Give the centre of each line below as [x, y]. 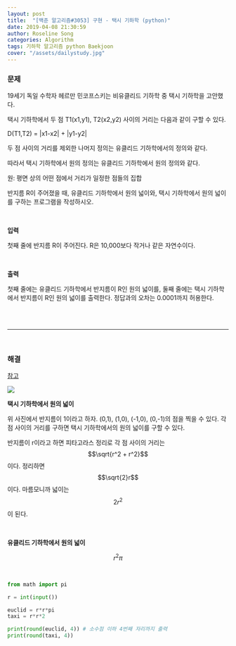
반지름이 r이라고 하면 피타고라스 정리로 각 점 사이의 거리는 [86, 443]
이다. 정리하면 [26, 466]
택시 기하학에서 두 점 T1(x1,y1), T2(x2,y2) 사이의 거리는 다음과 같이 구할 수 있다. [117, 120]
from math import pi [38, 584]
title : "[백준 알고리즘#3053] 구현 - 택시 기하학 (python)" [89, 20]
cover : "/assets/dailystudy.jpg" [56, 54]
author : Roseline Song [40, 33]
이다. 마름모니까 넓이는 [38, 490]
